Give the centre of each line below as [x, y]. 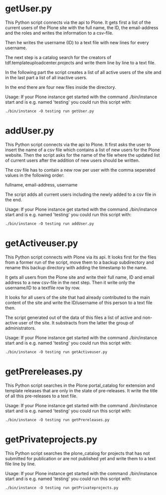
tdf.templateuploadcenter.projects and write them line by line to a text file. [81, 62]
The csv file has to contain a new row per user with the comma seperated [80, 170]
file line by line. [21, 464]
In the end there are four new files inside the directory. [61, 87]
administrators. [21, 328]
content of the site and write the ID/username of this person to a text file [79, 303]
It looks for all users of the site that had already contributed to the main [78, 297]
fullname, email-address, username [41, 185]
